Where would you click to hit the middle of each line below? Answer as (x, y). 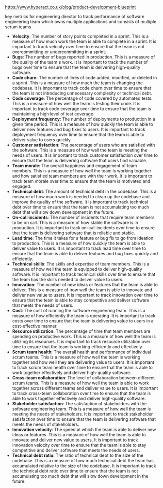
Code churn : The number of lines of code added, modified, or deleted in (84, 78)
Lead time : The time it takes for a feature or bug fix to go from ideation (83, 238)
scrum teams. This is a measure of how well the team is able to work (81, 383)
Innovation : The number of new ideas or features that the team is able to (85, 285)
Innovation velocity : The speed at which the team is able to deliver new (84, 430)
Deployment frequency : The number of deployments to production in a (83, 119)
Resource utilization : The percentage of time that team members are (81, 331)
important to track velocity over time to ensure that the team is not (78, 47)
